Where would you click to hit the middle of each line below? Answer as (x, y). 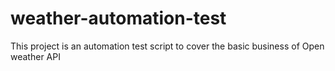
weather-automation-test (118, 18)
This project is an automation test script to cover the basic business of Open (167, 46)
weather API (35, 56)
